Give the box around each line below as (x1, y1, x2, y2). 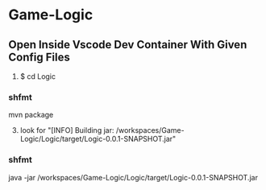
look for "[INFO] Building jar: (19, 126, 114, 135)
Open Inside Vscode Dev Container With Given (8, 38, 247, 52)
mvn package (8, 110, 54, 120)
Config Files (8, 50, 70, 64)
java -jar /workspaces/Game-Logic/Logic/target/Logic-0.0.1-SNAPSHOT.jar (8, 172, 258, 182)
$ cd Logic (19, 72, 56, 81)
